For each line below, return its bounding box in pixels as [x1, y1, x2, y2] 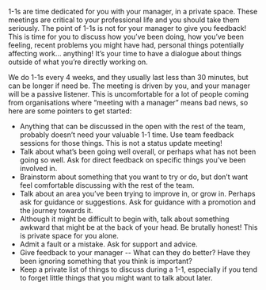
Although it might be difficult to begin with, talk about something [19, 214, 230, 223]
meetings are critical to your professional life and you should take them [8, 15, 240, 25]
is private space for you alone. [19, 231, 119, 240]
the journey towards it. [19, 206, 93, 215]
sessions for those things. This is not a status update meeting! [19, 139, 223, 147]
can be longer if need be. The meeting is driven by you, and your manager [8, 81, 251, 90]
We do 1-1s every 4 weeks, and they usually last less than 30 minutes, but [8, 73, 249, 82]
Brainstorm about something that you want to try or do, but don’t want [19, 172, 249, 181]
